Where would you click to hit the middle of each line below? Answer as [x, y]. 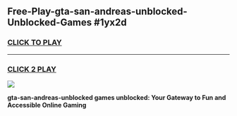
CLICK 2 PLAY [32, 69]
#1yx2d [110, 23]
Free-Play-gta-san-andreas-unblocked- [98, 12]
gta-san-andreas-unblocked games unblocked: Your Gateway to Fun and [117, 97]
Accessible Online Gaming [47, 105]
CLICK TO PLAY [35, 43]
